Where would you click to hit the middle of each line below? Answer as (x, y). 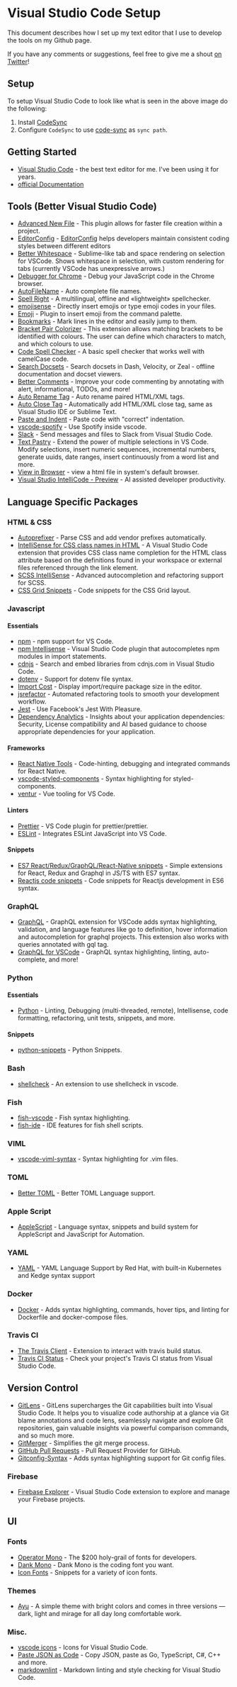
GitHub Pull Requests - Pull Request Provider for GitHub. (100, 1450)
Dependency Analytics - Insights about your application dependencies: (121, 717)
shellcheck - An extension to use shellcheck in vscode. (98, 1084)
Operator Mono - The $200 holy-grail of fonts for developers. (107, 1557)
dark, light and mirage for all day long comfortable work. (99, 1613)
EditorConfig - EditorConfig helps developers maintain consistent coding (123, 238)
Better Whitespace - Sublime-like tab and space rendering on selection (121, 254)
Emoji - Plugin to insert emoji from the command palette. (100, 314)
